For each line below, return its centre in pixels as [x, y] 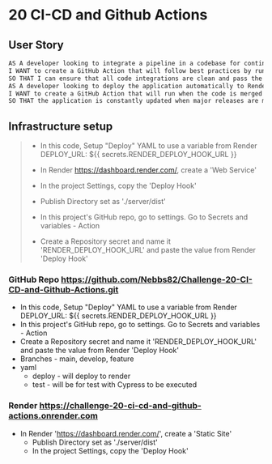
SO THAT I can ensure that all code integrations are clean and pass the [136, 79]
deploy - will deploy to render [81, 376]
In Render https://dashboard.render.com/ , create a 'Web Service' [149, 170]
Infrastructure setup [61, 126]
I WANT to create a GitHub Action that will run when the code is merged [136, 94]
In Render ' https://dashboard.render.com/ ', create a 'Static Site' [126, 433]
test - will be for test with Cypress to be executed [115, 385]
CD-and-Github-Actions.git [64, 289]
